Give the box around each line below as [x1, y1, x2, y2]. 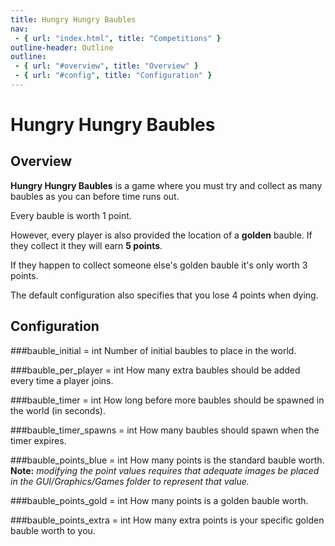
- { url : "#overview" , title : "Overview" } [14, 61, 199, 71]
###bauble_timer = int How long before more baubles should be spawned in [10, 394, 325, 406]
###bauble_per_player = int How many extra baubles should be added [10, 364, 301, 376]
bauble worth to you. [10, 524, 96, 536]
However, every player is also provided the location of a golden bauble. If [10, 229, 313, 241]
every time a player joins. [10, 374, 114, 386]
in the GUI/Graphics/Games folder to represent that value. [10, 475, 250, 487]
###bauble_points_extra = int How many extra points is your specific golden [10, 514, 325, 526]
